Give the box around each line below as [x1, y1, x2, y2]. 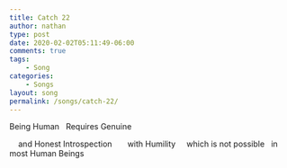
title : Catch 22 [9, 13, 70, 22]
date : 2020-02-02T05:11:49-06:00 [9, 38, 135, 48]
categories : [9, 72, 54, 81]
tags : [9, 55, 30, 64]
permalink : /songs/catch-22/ [9, 96, 119, 106]
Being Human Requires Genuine [9, 121, 132, 132]
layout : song [9, 88, 58, 97]
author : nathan [9, 22, 67, 31]
